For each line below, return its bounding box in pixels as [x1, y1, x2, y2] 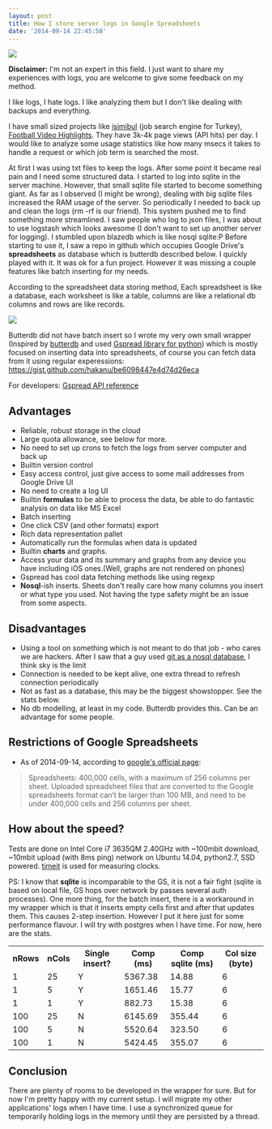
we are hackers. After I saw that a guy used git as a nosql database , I [19, 652, 251, 661]
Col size [225, 947, 257, 959]
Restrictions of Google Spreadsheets [8, 736, 198, 749]
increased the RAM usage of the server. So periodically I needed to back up [8, 198, 261, 208]
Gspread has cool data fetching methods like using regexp [19, 573, 215, 582]
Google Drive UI [19, 478, 74, 487]
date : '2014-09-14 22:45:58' [8, 27, 107, 35]
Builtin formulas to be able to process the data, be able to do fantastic [19, 495, 255, 504]
